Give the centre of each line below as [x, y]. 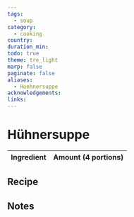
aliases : [20, 80]
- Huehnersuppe [36, 87]
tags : [15, 14]
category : [22, 27]
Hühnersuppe [49, 135]
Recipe [23, 182]
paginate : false [31, 73]
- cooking [28, 34]
